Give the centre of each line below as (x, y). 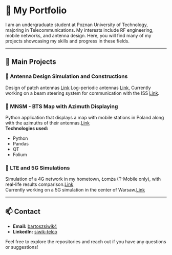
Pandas (21, 143)
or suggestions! (22, 247)
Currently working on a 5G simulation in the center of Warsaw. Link (75, 190)
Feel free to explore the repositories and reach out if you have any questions (86, 242)
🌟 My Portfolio (36, 10)
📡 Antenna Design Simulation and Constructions (67, 76)
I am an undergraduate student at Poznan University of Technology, (77, 25)
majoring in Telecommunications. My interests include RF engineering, (79, 30)
